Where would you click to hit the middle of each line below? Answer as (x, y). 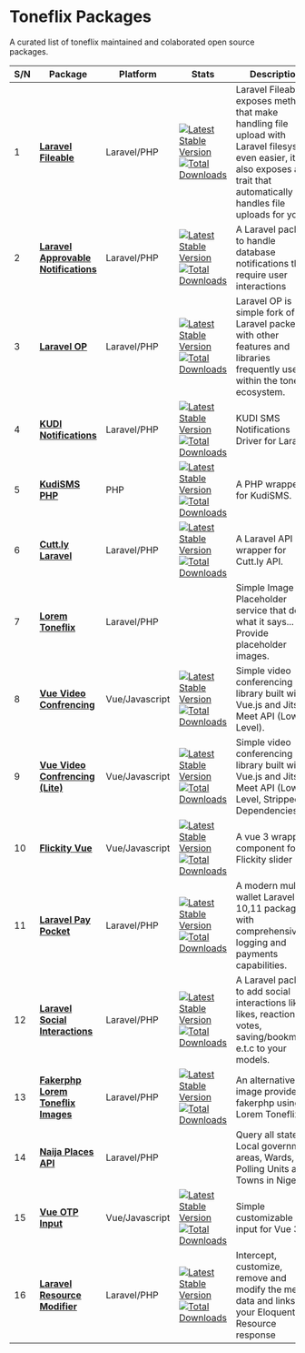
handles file (261, 203)
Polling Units (262, 1168)
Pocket (55, 931)
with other (257, 335)
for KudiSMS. (264, 495)
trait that (254, 180)
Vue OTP (59, 1212)
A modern (257, 885)
